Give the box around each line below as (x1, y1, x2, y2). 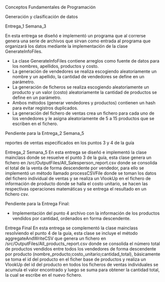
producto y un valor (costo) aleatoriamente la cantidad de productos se (12, 90, 157, 95)
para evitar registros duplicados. (12, 105, 78, 111)
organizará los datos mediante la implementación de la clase (5, 43, 128, 49)
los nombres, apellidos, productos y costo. (12, 63, 99, 69)
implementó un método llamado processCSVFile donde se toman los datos (5, 170, 157, 176)
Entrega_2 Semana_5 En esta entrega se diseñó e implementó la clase (5, 150, 147, 155)
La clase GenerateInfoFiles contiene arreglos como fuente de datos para (12, 58, 160, 63)
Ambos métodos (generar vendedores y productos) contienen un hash (12, 100, 156, 105)
